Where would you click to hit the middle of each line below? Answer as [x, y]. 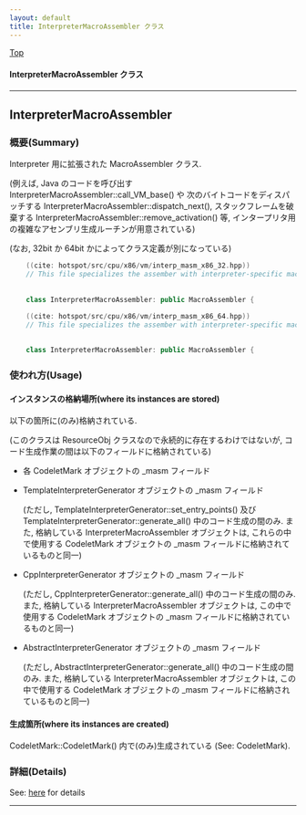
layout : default [40, 18]
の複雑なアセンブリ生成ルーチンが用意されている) [102, 229]
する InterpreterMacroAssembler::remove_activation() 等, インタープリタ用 [156, 218]
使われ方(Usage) [46, 375]
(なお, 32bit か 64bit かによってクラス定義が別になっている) [121, 248]
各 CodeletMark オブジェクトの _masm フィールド [117, 471]
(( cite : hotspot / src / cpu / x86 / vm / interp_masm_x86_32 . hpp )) [138, 266]
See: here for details [47, 792]
